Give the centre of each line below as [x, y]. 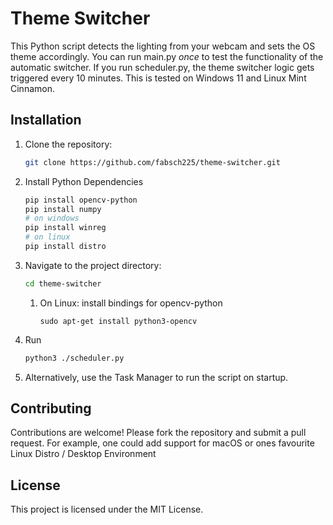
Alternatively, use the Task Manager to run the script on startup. [156, 377]
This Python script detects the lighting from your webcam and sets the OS [163, 46]
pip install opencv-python [81, 200]
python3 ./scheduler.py [74, 358]
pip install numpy [63, 209]
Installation [46, 120]
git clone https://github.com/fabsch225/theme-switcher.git [152, 162]
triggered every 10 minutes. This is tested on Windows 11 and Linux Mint [158, 78]
